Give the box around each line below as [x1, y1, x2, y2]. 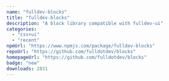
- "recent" [12, 37, 40, 43]
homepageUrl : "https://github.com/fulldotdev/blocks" [6, 54, 147, 60]
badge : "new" [6, 60, 40, 66]
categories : [6, 26, 37, 32]
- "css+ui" [12, 32, 40, 38]
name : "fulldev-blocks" [6, 9, 68, 15]
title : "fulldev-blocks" [6, 15, 70, 21]
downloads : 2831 [6, 65, 48, 72]
